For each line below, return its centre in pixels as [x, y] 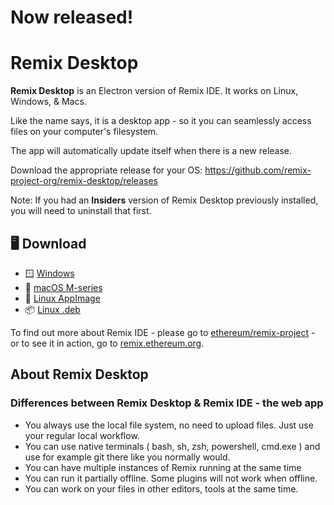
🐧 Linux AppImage [62, 298]
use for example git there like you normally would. [127, 457]
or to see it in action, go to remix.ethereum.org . [107, 343]
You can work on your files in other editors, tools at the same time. [161, 488]
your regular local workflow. [82, 435]
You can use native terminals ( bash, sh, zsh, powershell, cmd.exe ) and [172, 446]
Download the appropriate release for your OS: [106, 170]
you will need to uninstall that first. [81, 211]
